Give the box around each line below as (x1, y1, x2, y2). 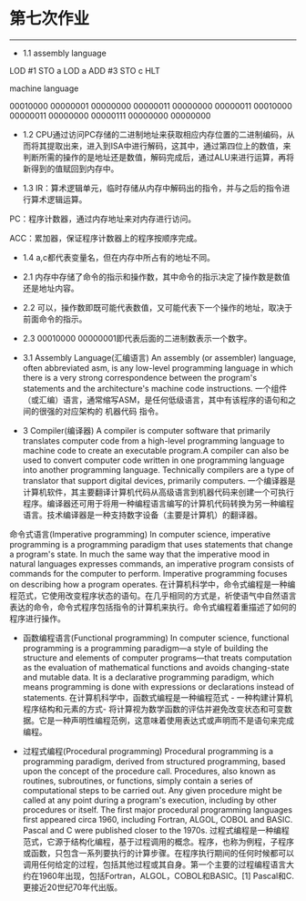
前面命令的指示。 (22, 313, 87, 324)
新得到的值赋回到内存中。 (22, 163, 119, 174)
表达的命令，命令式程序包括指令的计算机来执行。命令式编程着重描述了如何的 (9, 601, 297, 612)
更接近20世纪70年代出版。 (22, 881, 123, 893)
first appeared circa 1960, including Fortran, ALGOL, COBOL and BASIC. (22, 814, 293, 824)
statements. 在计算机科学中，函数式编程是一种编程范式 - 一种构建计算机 (22, 691, 293, 702)
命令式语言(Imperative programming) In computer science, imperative (9, 528, 271, 539)
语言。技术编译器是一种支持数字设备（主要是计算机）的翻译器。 (22, 509, 262, 520)
